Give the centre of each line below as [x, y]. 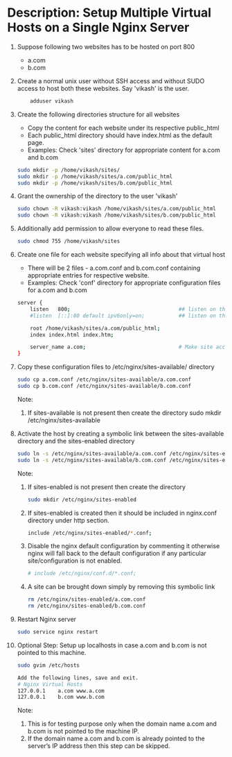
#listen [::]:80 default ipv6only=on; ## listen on [123, 316]
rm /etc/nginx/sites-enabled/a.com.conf [87, 599]
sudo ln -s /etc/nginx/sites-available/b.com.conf [92, 460]
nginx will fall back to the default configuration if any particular [117, 554]
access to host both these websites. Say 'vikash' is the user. [103, 88]
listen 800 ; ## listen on [123, 309]
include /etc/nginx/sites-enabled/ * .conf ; [90, 533]
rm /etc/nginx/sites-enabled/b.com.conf [87, 606]
